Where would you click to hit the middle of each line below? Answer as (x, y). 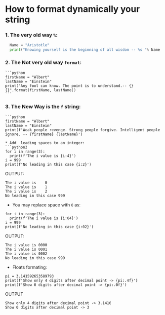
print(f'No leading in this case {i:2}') (48, 164)
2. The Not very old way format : (43, 63)
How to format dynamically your (72, 9)
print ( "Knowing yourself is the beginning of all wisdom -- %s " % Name (85, 50)
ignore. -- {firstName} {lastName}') (44, 134)
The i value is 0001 (26, 249)
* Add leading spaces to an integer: (45, 143)
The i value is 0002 (26, 254)
